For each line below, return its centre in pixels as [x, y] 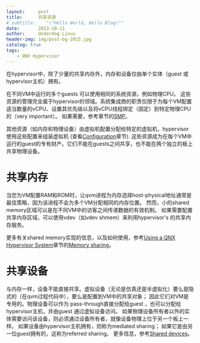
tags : [13, 51]
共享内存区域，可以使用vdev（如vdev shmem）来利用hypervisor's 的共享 [96, 217]
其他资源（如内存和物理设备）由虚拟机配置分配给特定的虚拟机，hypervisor [98, 129]
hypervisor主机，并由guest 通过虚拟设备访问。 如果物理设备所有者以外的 [96, 311]
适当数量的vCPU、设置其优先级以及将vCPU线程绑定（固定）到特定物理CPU [99, 108]
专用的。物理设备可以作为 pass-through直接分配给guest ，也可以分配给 [94, 304]
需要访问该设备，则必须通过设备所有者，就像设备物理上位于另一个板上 [97, 319]
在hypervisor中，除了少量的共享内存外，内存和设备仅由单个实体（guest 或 [97, 74]
